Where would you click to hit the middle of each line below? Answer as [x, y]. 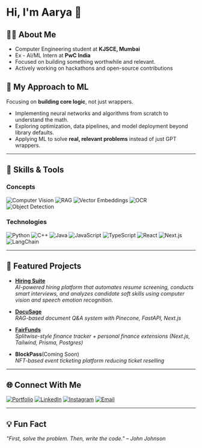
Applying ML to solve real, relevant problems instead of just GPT [96, 138]
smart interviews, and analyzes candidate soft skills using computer [100, 293]
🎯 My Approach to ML [47, 87]
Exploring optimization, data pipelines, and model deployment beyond [101, 126]
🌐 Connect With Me [44, 385]
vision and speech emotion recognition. [64, 300]
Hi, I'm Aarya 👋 [44, 12]
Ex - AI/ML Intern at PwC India [53, 55]
